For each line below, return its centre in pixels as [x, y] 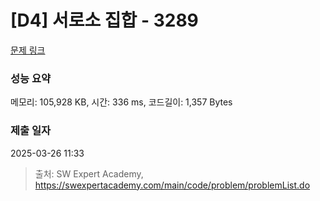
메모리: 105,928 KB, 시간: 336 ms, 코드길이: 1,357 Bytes [121, 102]
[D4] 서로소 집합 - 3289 [104, 20]
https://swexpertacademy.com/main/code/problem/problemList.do [172, 185]
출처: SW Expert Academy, [89, 173]
